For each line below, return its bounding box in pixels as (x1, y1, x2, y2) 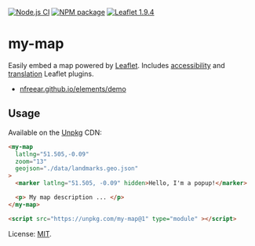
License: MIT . (8, 229, 53, 238)
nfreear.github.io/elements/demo (19, 84, 127, 93)
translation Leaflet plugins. (8, 69, 94, 78)
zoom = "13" (15, 157, 47, 165)
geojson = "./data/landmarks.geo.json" (15, 165, 139, 172)
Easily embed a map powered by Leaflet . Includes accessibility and (8, 60, 225, 70)
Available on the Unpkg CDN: (8, 128, 102, 137)
